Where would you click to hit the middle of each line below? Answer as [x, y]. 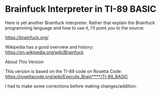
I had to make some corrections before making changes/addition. [71, 86]
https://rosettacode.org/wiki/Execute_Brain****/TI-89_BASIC [67, 76]
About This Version [25, 62]
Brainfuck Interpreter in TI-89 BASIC [81, 9]
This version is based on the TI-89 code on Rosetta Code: [64, 71]
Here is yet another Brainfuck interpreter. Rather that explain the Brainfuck [80, 23]
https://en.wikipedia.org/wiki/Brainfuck [44, 52]
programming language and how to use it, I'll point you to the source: [75, 28]
